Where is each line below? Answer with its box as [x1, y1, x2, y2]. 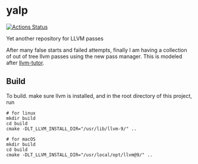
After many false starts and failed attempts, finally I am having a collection [6, 46, 187, 54]
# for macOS [6, 136, 36, 142]
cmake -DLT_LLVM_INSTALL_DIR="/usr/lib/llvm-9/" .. [6, 126, 137, 132]
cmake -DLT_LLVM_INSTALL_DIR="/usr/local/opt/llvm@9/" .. [6, 151, 153, 158]
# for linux [6, 110, 36, 116]
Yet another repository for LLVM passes [6, 35, 104, 42]
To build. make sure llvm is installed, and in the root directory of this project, [6, 92, 192, 99]
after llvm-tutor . [6, 59, 45, 66]
